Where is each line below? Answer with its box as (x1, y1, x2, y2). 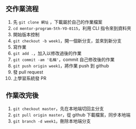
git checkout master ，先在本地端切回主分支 (12, 105, 104, 111)
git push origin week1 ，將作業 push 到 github (12, 62, 109, 68)
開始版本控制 (12, 31, 39, 37)
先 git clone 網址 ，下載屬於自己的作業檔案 (12, 19, 103, 25)
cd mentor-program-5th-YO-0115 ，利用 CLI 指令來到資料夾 (12, 25, 131, 31)
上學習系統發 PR (12, 75, 46, 81)
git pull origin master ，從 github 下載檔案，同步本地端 (12, 111, 130, 117)
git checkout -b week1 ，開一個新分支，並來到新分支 (12, 37, 122, 43)
